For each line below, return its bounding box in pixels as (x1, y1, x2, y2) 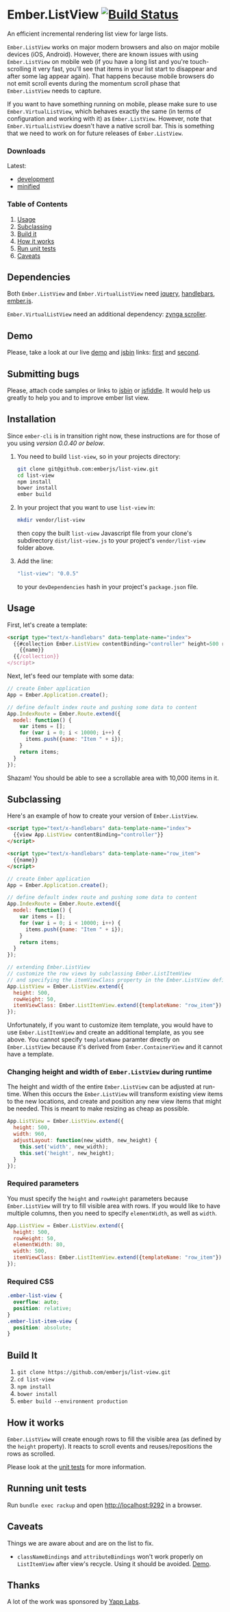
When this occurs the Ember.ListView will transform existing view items (23, 1090, 223, 1098)
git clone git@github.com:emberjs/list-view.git (16, 465, 159, 473)
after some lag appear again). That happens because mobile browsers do (7, 72, 214, 80)
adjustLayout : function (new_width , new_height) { (13, 1137, 157, 1144)
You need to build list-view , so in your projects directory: (16, 452, 181, 460)
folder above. (16, 544, 55, 552)
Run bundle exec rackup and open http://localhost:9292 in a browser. (7, 1501, 203, 1509)
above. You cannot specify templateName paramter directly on (7, 1036, 180, 1044)
